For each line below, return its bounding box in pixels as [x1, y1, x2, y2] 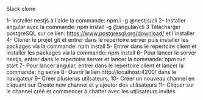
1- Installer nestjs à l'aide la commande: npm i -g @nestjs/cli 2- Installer [6, 17, 186, 24]
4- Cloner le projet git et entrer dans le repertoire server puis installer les [6, 36, 189, 43]
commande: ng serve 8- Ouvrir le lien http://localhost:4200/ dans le [6, 68, 177, 75]
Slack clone [6, 5, 36, 12]
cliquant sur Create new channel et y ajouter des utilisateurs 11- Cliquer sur [6, 81, 194, 88]
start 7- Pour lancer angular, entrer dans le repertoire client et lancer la [6, 62, 184, 69]
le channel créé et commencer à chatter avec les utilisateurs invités [6, 88, 176, 95]
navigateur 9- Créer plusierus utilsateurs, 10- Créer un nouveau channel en [6, 75, 195, 82]
